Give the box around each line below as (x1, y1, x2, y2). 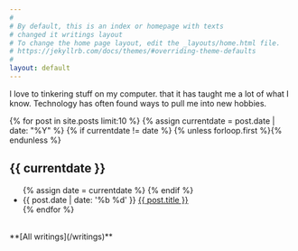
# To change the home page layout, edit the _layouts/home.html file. (9, 38, 281, 48)
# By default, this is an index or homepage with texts (9, 22, 224, 31)
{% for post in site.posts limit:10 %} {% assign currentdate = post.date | (9, 115, 275, 126)
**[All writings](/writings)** (9, 231, 113, 242)
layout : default (9, 64, 70, 73)
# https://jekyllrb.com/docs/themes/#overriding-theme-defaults (9, 47, 256, 56)
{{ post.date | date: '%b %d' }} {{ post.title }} (22, 194, 189, 205)
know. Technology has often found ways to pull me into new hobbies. (9, 98, 267, 108)
